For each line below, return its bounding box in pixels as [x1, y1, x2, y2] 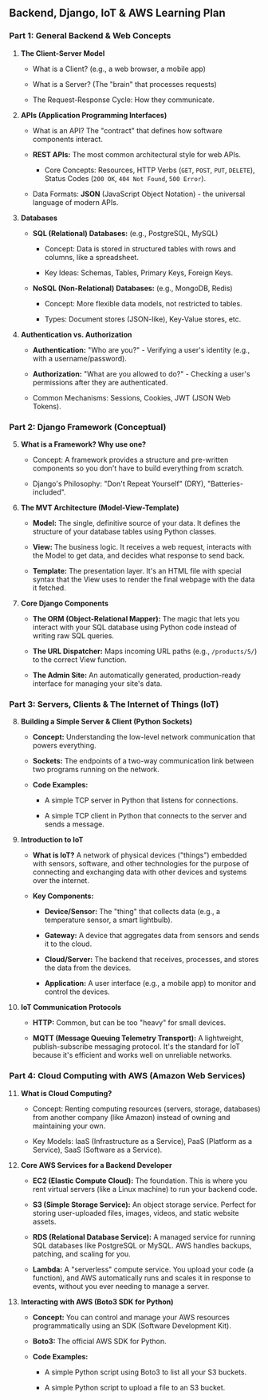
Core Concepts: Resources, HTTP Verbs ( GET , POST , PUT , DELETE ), [44, 165, 255, 175]
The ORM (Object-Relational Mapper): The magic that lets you [32, 613, 240, 623]
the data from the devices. [44, 963, 132, 972]
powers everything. [32, 741, 97, 751]
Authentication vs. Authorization [20, 329, 132, 339]
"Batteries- [207, 479, 244, 488]
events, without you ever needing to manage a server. [32, 1281, 210, 1291]
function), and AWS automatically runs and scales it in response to [32, 1272, 251, 1283]
